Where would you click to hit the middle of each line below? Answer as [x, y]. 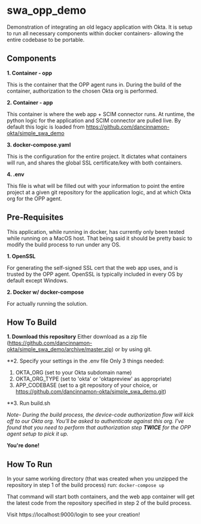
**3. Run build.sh [28, 403]
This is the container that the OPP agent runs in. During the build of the [94, 84]
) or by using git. [132, 349]
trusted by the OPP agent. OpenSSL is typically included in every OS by [95, 274]
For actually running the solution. [47, 303]
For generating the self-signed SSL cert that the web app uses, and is [92, 267]
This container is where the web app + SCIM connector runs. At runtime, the [101, 114]
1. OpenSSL [21, 256]
